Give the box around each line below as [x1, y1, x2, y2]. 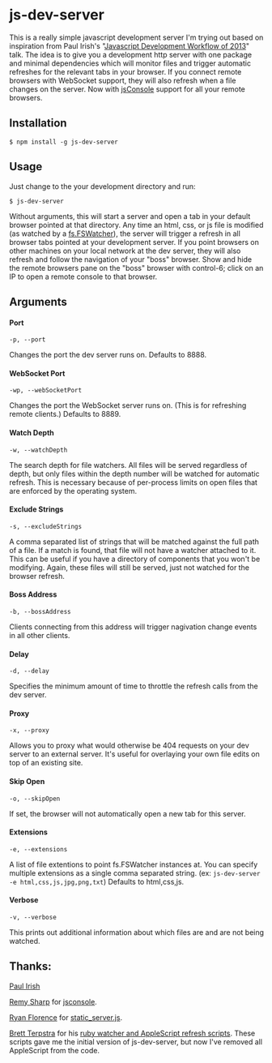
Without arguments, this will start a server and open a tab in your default [9, 211, 251, 221]
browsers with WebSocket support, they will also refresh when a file [9, 75, 236, 85]
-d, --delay [9, 667, 49, 675]
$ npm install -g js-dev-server [9, 138, 118, 146]
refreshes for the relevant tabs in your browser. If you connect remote [9, 66, 242, 76]
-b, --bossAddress [9, 607, 71, 615]
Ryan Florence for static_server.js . [9, 1012, 123, 1022]
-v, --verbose [9, 913, 57, 921]
